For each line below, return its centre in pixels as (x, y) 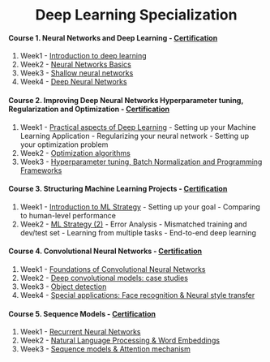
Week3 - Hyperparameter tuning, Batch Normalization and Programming (141, 162)
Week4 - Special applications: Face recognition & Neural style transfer (137, 295)
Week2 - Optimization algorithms (75, 153)
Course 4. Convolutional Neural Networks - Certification (105, 251)
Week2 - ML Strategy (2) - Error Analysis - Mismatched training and (133, 224)
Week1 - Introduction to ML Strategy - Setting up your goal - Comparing (140, 207)
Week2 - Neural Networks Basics (75, 65)
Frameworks (41, 170)
